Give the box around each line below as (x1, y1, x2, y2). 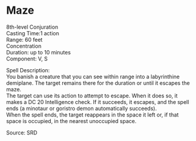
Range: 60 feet (6, 36, 43, 43)
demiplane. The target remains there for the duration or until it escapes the (6, 79, 190, 87)
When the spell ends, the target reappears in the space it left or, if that (6, 111, 179, 118)
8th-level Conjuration (6, 23, 59, 30)
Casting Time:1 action (6, 29, 60, 36)
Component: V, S (6, 55, 48, 62)
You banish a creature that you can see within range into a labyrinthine (6, 73, 180, 80)
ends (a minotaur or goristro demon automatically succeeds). (6, 105, 157, 112)
